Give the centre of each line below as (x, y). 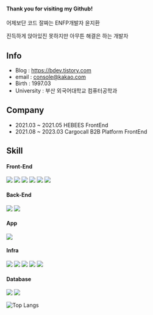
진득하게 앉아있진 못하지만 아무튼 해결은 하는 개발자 (67, 36)
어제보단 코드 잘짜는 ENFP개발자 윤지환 (53, 23)
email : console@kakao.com (51, 77)
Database (19, 279)
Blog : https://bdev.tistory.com (53, 70)
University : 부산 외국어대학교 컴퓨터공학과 (66, 91)
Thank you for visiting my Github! (50, 9)
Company (25, 110)
